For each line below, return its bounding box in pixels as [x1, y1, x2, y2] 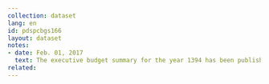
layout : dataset [7, 34, 62, 42]
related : [7, 64, 37, 72]
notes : [7, 42, 30, 50]
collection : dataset [7, 11, 77, 20]
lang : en [7, 19, 37, 27]
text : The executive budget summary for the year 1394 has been [14, 57, 234, 65]
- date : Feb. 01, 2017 [7, 49, 84, 57]
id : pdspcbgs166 [7, 26, 62, 34]
